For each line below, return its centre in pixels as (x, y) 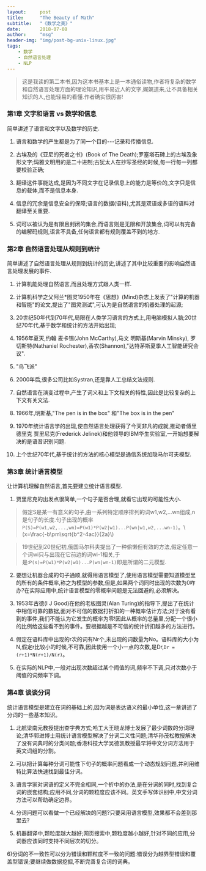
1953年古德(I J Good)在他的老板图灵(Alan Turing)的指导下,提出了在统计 (105, 603)
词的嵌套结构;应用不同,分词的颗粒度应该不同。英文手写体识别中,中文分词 (107, 792)
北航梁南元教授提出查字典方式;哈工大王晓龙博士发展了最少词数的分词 (102, 727)
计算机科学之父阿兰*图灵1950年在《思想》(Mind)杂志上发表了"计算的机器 (108, 297)
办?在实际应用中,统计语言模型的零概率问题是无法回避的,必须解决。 (99, 590)
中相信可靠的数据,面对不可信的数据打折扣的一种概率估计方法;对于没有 (103, 611)
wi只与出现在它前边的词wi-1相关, (74, 554)
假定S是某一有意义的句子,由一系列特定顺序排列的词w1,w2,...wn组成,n (109, 512)
